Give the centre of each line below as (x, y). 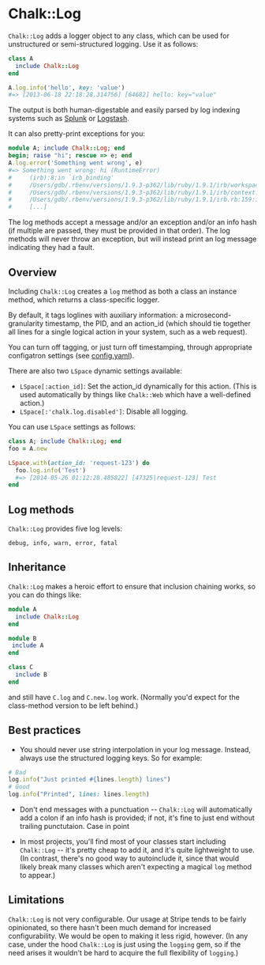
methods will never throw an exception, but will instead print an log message (132, 239)
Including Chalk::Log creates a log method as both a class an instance (123, 291)
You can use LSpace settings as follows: (72, 427)
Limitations (36, 900)
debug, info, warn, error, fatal (63, 543)
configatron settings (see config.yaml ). (71, 356)
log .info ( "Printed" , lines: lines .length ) (79, 795)
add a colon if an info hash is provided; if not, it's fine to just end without (137, 818)
